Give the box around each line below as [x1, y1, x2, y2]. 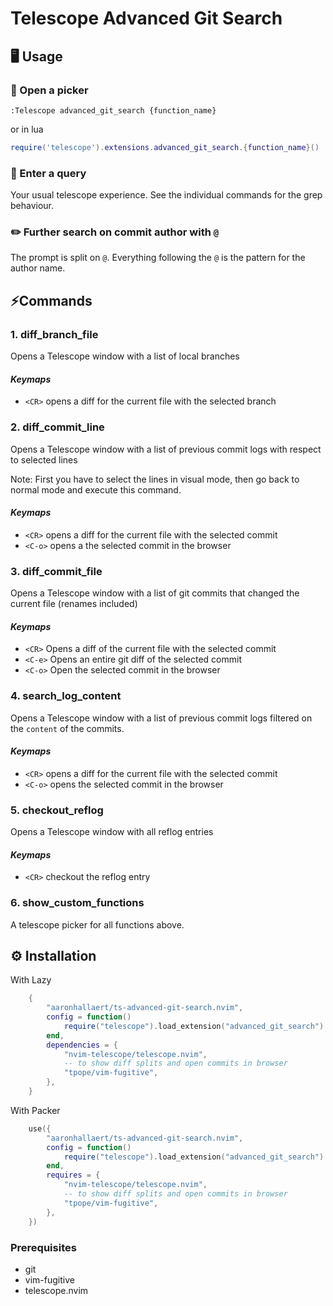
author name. [10, 262, 66, 274]
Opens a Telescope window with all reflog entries [10, 826, 214, 838]
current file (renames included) [10, 598, 138, 610]
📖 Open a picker [10, 83, 89, 97]
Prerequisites [10, 1240, 77, 1254]
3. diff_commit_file [10, 564, 103, 578]
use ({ [28, 1123, 52, 1134]
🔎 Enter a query [10, 166, 87, 180]
